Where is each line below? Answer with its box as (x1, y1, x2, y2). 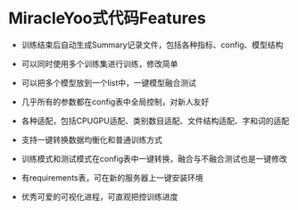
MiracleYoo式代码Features (8, 8, 206, 29)
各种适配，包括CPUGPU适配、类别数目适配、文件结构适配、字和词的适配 (21, 115, 290, 126)
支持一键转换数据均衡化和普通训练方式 (21, 134, 162, 145)
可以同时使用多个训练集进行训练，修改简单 (21, 58, 178, 69)
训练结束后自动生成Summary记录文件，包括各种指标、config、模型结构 (21, 39, 284, 50)
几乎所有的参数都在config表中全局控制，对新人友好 (21, 96, 210, 107)
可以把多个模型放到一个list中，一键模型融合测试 (21, 77, 197, 88)
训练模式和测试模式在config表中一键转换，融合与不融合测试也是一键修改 (21, 153, 287, 164)
